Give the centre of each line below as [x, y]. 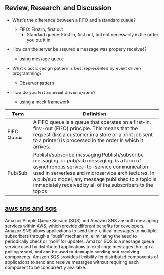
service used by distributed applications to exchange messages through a [79, 246]
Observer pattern [37, 83]
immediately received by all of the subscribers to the [93, 185]
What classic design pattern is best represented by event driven [76, 68]
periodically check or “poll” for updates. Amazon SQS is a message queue [80, 241]
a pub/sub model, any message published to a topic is [95, 179]
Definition [94, 114]
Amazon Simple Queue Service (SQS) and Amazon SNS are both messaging [82, 220]
